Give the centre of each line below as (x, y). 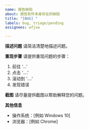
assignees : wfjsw (22, 28)
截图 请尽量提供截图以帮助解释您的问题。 (46, 95)
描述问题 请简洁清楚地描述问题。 (37, 46)
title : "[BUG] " (21, 18)
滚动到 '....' (22, 79)
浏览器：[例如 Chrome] (35, 122)
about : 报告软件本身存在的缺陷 (32, 14)
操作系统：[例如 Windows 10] (41, 115)
